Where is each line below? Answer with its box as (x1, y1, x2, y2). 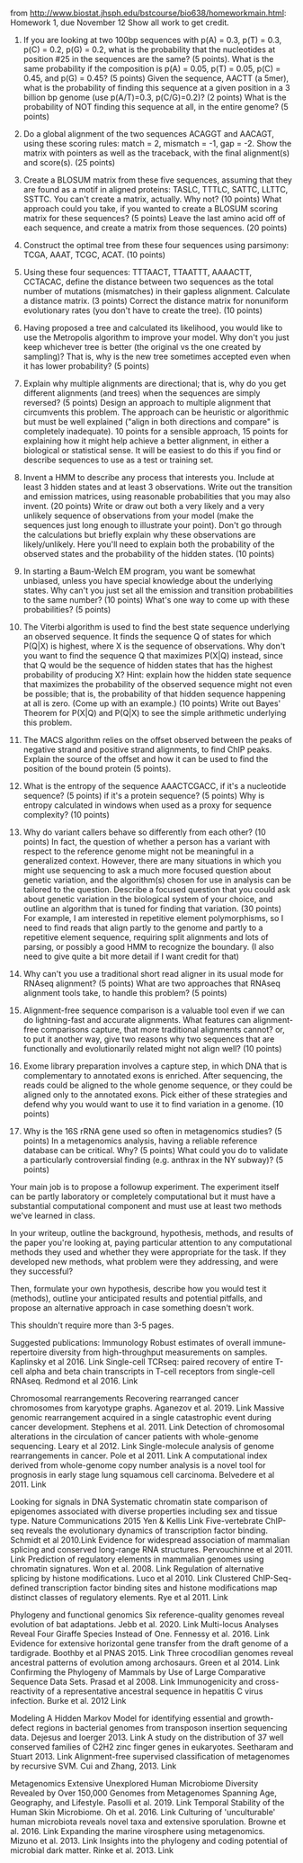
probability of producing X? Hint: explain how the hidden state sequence (22, 669, 291, 680)
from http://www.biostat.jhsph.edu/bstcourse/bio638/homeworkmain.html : (10, 8, 287, 18)
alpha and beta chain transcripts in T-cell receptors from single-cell (24, 1366, 275, 1376)
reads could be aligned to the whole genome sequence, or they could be (22, 1079, 293, 1090)
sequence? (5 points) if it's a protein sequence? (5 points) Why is (22, 791, 265, 801)
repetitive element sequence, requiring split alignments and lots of (22, 932, 269, 943)
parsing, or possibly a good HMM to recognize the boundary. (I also (22, 942, 274, 952)
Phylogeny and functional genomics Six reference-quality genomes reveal (10, 1609, 285, 1620)
